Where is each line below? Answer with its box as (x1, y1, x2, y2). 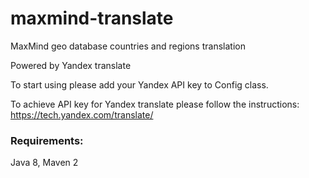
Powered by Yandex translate (10, 59, 132, 71)
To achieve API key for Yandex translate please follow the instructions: (10, 98, 300, 110)
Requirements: (10, 133, 84, 147)
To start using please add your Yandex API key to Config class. (10, 78, 269, 91)
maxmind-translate (10, 7, 174, 30)
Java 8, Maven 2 (10, 157, 79, 169)
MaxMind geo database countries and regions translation (10, 40, 246, 52)
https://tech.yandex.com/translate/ (10, 108, 154, 121)
